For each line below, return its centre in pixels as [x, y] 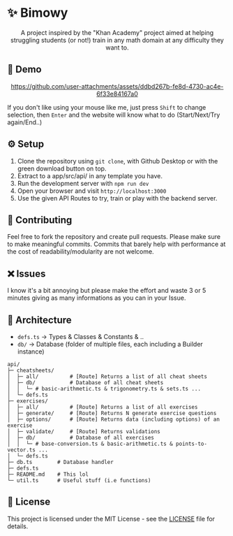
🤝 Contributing [40, 220]
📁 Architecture [39, 320]
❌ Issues [27, 274]
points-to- [191, 444]
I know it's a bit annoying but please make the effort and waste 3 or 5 [107, 291]
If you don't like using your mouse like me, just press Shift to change [107, 107]
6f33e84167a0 [117, 94]
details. [18, 526]
